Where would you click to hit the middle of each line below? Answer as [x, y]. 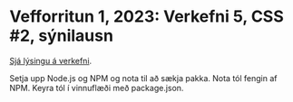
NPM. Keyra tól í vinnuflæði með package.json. [97, 88]
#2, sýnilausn [61, 36]
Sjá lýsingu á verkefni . [51, 60]
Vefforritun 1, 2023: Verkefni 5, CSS [146, 17]
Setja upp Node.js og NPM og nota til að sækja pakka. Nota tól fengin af [143, 78]
